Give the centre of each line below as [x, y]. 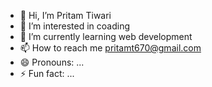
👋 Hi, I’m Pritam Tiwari [65, 15]
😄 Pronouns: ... [52, 62]
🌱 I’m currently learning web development [106, 36]
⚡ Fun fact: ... [47, 73]
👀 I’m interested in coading [75, 26]
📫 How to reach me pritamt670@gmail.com [110, 48]
